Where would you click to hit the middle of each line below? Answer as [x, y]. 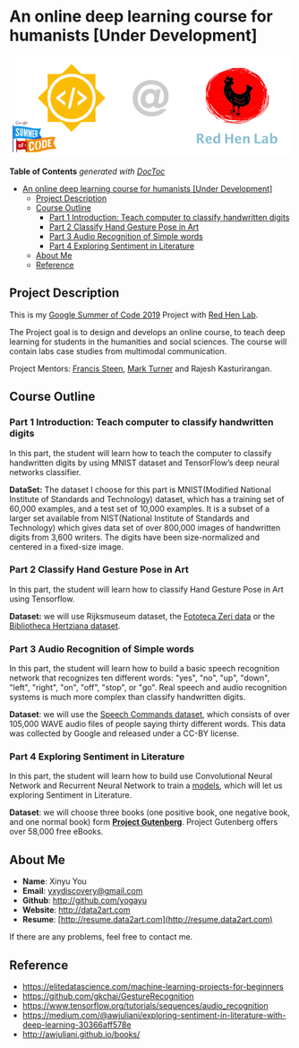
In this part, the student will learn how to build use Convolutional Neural [141, 776]
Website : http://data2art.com [76, 910]
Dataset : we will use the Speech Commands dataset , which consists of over [150, 715]
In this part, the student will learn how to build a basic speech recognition [145, 669]
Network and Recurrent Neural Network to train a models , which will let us [146, 785]
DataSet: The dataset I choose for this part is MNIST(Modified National [140, 489]
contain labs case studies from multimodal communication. [118, 351]
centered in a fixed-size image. [66, 546]
